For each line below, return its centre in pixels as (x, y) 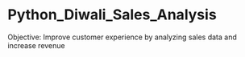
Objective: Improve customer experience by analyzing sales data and (122, 37)
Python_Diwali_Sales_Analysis (112, 15)
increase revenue (36, 45)
